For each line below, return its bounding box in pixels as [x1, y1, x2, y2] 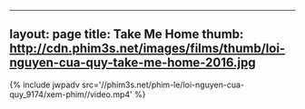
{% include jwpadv [9, 79, 80, 90]
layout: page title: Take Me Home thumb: [9, 26, 244, 42]
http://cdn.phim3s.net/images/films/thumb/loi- [9, 41, 286, 56]
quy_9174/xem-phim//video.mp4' [9, 88, 133, 100]
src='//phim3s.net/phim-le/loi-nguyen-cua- [81, 79, 245, 90]
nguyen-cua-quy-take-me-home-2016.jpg [9, 55, 256, 71]
